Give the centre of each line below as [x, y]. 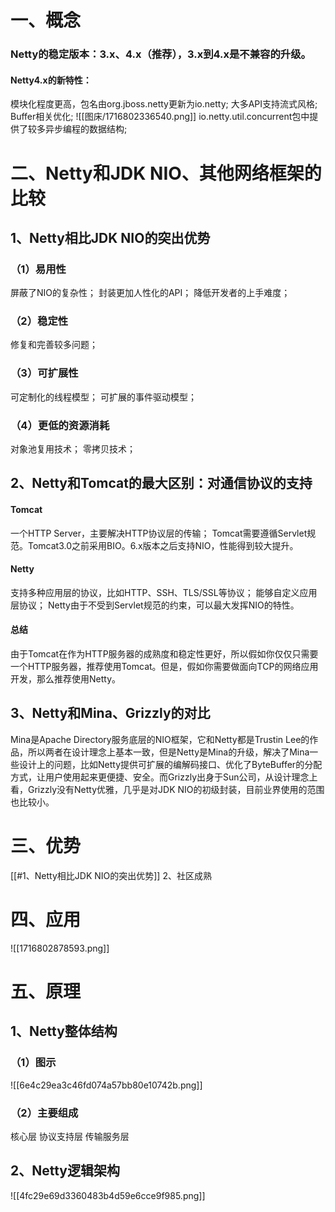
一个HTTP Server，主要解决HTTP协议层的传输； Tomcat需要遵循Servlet [159, 533]
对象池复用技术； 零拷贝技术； [73, 449]
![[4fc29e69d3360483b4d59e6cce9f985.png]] [108, 1195]
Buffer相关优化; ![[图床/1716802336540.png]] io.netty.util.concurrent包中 [160, 117]
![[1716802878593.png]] [60, 948]
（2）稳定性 [39, 321]
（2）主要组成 [44, 1113]
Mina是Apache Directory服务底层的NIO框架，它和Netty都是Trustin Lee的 [160, 739]
